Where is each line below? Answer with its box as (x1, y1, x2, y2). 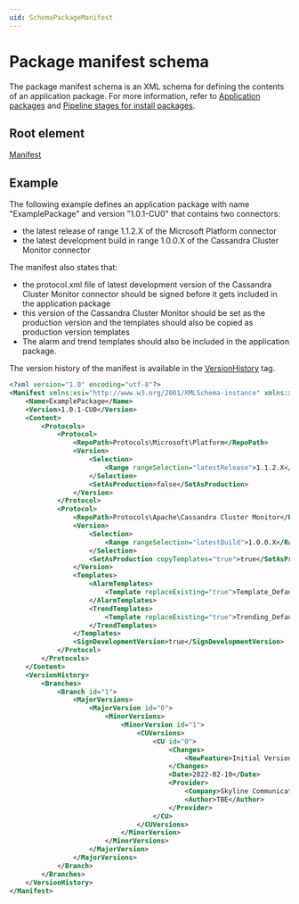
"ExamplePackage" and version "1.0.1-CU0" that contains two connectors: (9, 209, 280, 220)
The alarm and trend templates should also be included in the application (21, 336, 290, 347)
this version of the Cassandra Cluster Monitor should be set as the (21, 308, 265, 319)
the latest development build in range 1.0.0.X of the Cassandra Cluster (21, 236, 279, 246)
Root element (9, 126, 85, 141)
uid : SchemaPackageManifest (9, 12, 114, 22)
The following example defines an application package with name (9, 199, 250, 210)
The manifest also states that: (9, 262, 118, 273)
